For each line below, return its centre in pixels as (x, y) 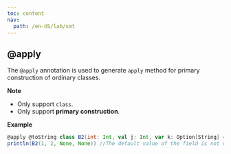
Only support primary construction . (68, 112)
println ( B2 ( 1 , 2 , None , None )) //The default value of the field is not (113, 144)
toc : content (26, 13)
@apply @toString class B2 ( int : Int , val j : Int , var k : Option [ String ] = (117, 138)
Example (20, 125)
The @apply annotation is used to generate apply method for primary (104, 70)
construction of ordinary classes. (54, 78)
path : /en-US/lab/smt (44, 26)
